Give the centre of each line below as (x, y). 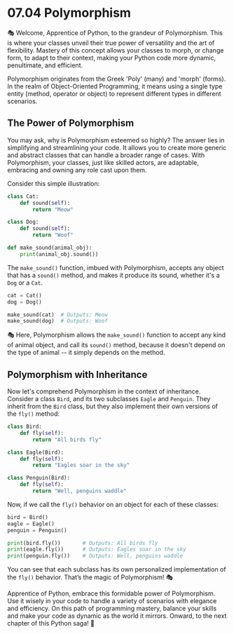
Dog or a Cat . (25, 283)
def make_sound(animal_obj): (50, 248)
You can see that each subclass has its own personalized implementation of (117, 569)
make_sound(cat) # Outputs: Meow (58, 315)
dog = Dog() (25, 302)
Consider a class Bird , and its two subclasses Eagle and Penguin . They (109, 399)
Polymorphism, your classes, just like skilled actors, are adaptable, (103, 162)
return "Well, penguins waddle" (80, 491)
